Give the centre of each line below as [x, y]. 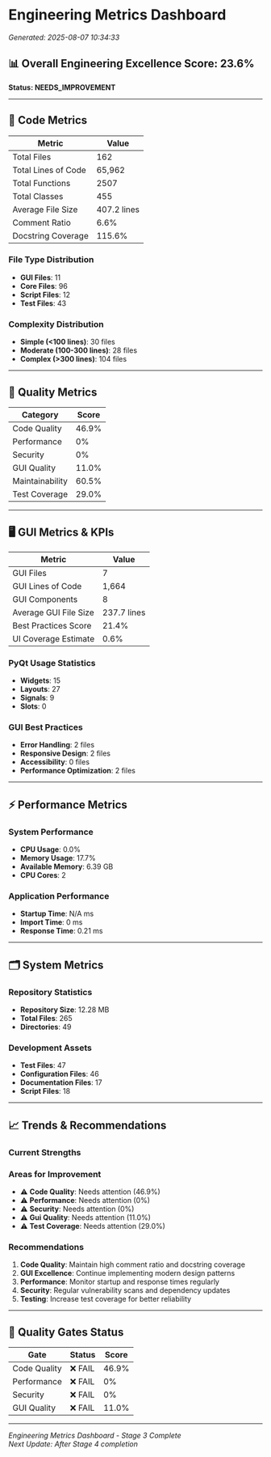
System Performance [51, 832]
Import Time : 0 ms [51, 922]
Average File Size [45, 210]
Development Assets [50, 1048]
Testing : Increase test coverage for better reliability [106, 1299]
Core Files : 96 [44, 286]
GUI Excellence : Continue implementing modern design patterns [127, 1273]
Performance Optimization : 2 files [77, 771]
